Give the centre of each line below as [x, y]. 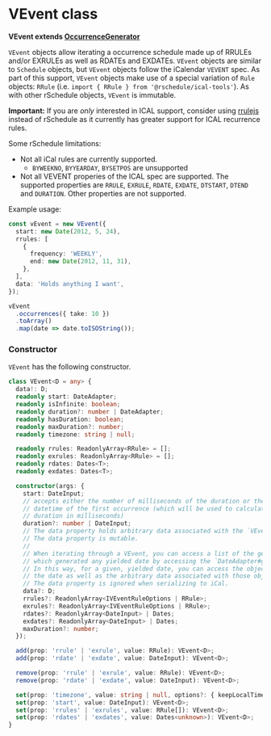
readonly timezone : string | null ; [75, 434]
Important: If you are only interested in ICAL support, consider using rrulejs [134, 111]
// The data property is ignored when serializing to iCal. [126, 584]
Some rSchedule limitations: [55, 143]
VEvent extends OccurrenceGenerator [74, 36]
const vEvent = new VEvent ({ [57, 224]
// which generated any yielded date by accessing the [117, 561]
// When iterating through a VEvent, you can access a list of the [138, 553]
